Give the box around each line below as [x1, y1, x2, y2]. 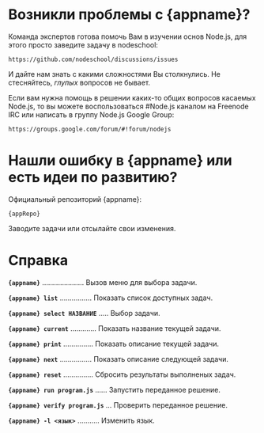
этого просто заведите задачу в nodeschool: [8, 40, 158, 49]
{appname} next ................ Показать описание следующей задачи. [8, 354, 229, 363]
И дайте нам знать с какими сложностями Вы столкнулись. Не [8, 69, 221, 78]
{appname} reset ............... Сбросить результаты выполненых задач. [8, 370, 236, 379]
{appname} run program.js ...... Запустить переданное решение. [8, 385, 221, 394]
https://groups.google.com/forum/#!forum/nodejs [8, 125, 172, 133]
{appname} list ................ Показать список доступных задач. [8, 293, 213, 302]
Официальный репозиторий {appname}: [8, 194, 142, 203]
